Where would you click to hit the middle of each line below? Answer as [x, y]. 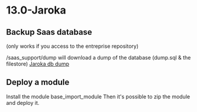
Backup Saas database [49, 32]
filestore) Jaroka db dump [38, 64]
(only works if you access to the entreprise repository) [72, 46]
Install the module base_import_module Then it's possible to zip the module [98, 96]
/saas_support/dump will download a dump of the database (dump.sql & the [98, 57]
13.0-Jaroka [36, 10]
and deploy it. [23, 103]
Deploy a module [38, 82]
